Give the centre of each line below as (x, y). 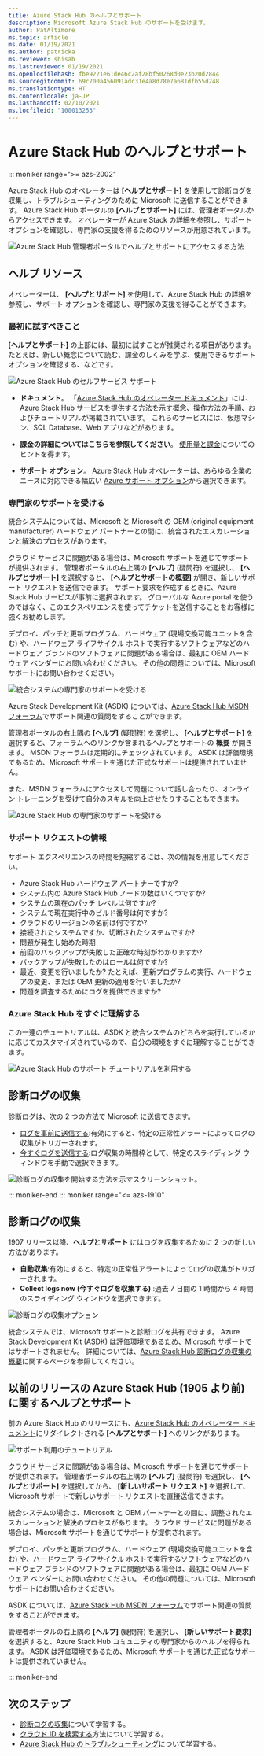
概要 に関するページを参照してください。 (73, 1361)
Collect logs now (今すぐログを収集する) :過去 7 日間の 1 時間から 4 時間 (136, 1288)
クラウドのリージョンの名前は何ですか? (83, 922)
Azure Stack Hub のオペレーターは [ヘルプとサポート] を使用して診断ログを (130, 190)
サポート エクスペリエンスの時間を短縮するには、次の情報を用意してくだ (126, 856)
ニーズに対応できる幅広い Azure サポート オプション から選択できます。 (135, 481)
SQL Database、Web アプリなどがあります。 (105, 428)
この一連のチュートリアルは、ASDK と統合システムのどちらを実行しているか (132, 1032)
